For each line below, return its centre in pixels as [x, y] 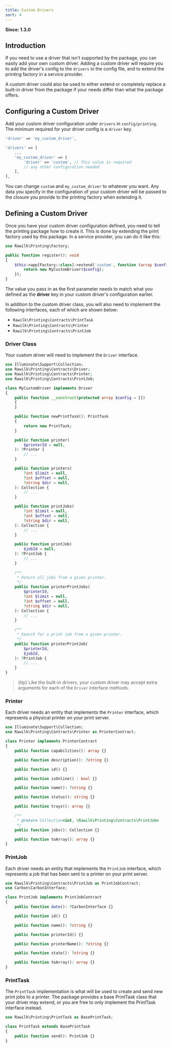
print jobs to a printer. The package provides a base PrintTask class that [81, 997]
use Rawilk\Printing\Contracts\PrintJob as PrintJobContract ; [73, 883]
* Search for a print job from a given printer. [70, 635]
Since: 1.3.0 [18, 29]
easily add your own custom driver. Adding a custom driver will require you [84, 63]
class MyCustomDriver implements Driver [49, 388]
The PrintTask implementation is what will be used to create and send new [84, 992]
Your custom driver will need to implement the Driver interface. [72, 355]
